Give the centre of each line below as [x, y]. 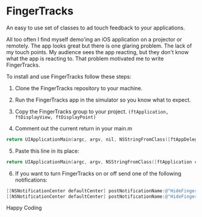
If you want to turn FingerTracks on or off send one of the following [98, 173]
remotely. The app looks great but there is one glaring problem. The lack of [99, 46]
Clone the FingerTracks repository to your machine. [79, 88]
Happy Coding [24, 208]
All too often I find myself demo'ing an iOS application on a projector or [94, 39]
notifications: [31, 180]
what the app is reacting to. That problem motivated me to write [85, 58]
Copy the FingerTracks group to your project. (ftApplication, [92, 111]
